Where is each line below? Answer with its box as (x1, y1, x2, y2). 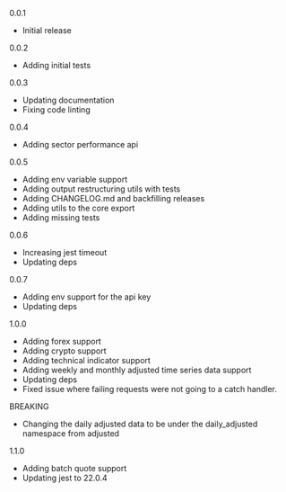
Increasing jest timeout (22, 247, 108, 257)
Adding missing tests (22, 212, 100, 223)
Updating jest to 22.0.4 (22, 472, 108, 483)
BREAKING (9, 401, 49, 412)
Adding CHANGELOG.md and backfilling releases (22, 193, 205, 203)
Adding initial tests (22, 60, 91, 70)
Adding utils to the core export (22, 202, 135, 213)
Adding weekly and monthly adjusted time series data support (22, 364, 252, 375)
